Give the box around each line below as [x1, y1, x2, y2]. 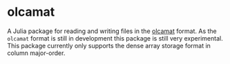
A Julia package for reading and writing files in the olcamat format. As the [7, 27, 218, 35]
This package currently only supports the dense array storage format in [7, 41, 211, 50]
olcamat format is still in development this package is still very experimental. [7, 34, 223, 42]
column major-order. [7, 49, 66, 57]
